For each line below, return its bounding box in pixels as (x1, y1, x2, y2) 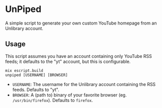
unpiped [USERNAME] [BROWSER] (5, 72, 68, 77)
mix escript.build (5, 68, 43, 73)
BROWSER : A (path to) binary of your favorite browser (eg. (12, 91, 127, 98)
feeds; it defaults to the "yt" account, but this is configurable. (5, 58, 131, 64)
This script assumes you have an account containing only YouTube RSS (5, 53, 152, 59)
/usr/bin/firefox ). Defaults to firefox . (12, 97, 93, 103)
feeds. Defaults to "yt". (12, 86, 59, 92)
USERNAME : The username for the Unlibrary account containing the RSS (12, 81, 156, 87)
